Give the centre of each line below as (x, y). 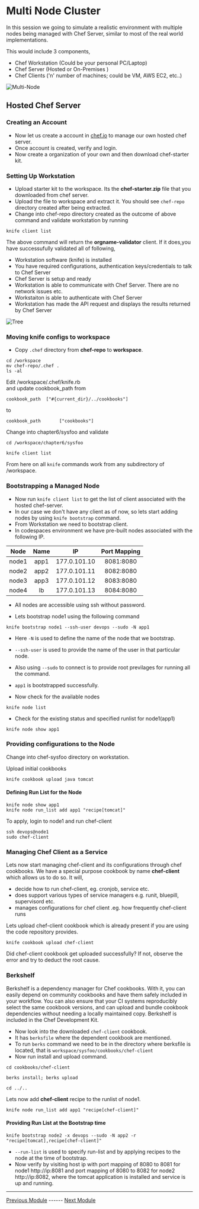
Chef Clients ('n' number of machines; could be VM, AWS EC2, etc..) (98, 75)
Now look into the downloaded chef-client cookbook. (81, 1031)
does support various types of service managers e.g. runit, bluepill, (97, 895)
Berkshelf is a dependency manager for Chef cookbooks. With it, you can (96, 988)
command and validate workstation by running (71, 220)
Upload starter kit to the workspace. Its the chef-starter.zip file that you (103, 188)
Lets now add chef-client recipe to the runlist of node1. (73, 1099)
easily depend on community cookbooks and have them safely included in (97, 995)
